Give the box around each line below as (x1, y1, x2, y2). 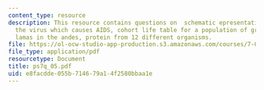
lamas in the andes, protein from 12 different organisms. (15, 33, 213, 41)
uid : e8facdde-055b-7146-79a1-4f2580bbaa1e (8, 70, 153, 77)
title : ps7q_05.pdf (8, 63, 72, 70)
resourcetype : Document (8, 56, 86, 63)
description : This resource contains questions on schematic (8, 19, 216, 27)
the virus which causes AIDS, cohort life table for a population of (15, 26, 247, 34)
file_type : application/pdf (8, 48, 101, 56)
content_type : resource (8, 11, 86, 20)
